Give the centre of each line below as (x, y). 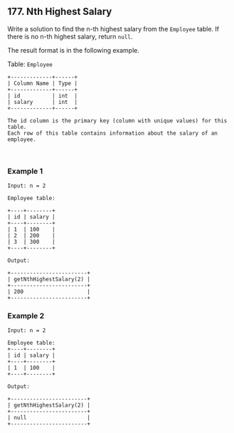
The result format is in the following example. (74, 50)
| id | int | (43, 95)
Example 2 (26, 316)
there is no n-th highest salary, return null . (70, 36)
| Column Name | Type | (43, 83)
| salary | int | (43, 102)
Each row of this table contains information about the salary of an (113, 133)
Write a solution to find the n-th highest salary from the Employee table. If (113, 28)
